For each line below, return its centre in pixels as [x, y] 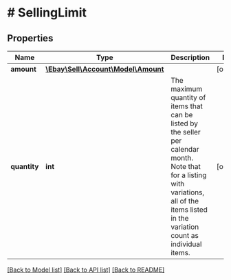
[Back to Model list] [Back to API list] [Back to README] [86, 270]
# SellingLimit [47, 13]
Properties [30, 38]
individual [186, 244]
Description [190, 58]
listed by [184, 123]
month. [182, 158]
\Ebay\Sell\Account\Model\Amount [105, 69]
